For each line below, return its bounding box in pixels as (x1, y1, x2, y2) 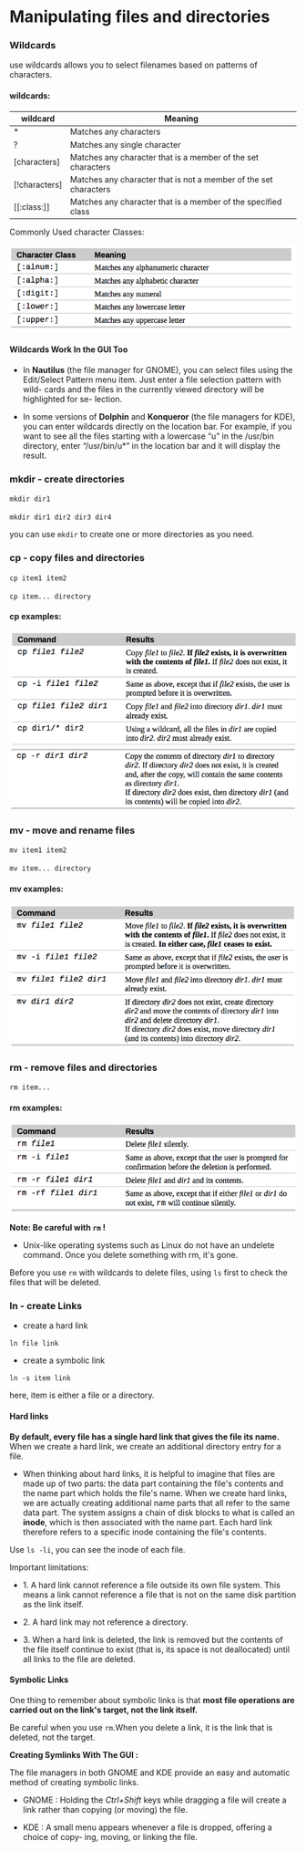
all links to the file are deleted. (22, 1653, 136, 1664)
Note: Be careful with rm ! (9, 1222, 107, 1233)
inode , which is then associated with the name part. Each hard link (22, 1516, 273, 1527)
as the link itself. (22, 1598, 84, 1609)
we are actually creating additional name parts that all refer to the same (22, 1497, 291, 1508)
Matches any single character (69, 139, 181, 150)
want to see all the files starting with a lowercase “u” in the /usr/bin (22, 431, 275, 442)
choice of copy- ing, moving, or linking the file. (22, 1831, 199, 1842)
